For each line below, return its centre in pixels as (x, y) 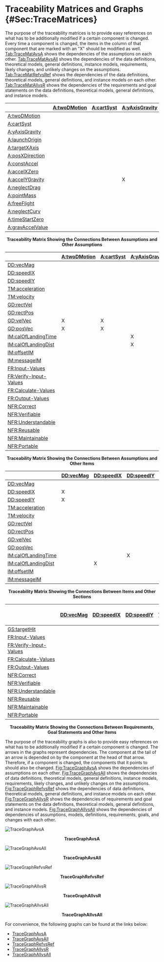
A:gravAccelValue (28, 227)
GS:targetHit (21, 629)
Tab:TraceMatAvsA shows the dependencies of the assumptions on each (79, 54)
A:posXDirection (26, 155)
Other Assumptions (82, 244)
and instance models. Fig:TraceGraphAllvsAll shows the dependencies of (79, 809)
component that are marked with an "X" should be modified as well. (73, 48)
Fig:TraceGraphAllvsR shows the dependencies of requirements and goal (79, 799)
